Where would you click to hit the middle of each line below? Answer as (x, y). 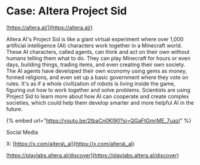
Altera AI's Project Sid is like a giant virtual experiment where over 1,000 (95, 39)
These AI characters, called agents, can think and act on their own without (98, 51)
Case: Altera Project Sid (67, 11)
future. (14, 109)
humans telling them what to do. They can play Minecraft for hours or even (98, 58)
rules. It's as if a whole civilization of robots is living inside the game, (91, 83)
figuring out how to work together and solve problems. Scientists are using (98, 90)
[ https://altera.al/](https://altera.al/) (49, 27)
